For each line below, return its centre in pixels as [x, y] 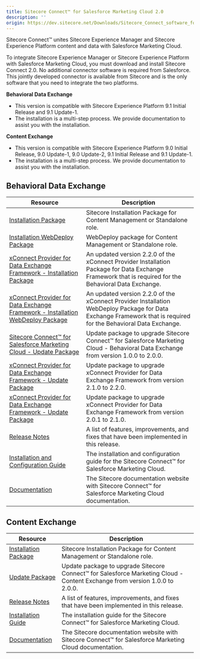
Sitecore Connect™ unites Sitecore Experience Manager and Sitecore [91, 40]
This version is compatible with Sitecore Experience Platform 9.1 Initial [100, 106]
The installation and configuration [133, 454]
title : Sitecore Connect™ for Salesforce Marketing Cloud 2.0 [85, 12]
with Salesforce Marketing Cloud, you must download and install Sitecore [96, 64]
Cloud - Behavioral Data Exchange [135, 348]
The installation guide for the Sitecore [114, 615]
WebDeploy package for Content [132, 237]
